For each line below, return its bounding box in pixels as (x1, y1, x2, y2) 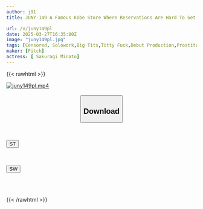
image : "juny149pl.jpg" (6, 37, 66, 43)
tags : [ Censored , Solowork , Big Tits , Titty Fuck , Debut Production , (6, 42, 177, 48)
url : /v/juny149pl (6, 25, 53, 32)
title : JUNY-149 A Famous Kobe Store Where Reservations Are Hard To (6, 15, 185, 21)
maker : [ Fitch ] (6, 48, 45, 55)
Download (83, 107, 120, 116)
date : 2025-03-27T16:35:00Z (6, 31, 77, 37)
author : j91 (6, 8, 36, 15)
